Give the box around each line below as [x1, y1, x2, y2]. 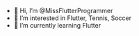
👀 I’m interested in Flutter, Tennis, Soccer [13, 14, 132, 22]
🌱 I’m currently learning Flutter [13, 21, 101, 29]
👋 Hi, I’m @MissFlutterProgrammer [13, 7, 113, 15]
